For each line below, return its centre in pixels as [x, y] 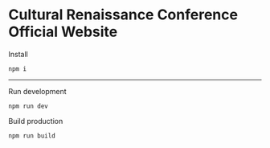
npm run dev [28, 106]
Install [18, 54]
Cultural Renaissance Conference [123, 15]
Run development [37, 91]
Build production [36, 121]
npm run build [32, 136]
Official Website [63, 32]
